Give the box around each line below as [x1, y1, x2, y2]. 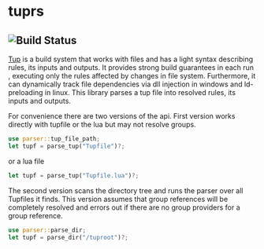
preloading [8, 88, 43, 97]
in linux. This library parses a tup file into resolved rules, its [44, 88, 236, 97]
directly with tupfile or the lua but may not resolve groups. [8, 120, 196, 129]
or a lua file [8, 156, 45, 166]
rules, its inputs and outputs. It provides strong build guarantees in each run [8, 63, 255, 72]
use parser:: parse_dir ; [8, 226, 87, 234]
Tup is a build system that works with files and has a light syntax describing [8, 54, 254, 64]
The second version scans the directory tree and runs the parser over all [8, 185, 244, 195]
